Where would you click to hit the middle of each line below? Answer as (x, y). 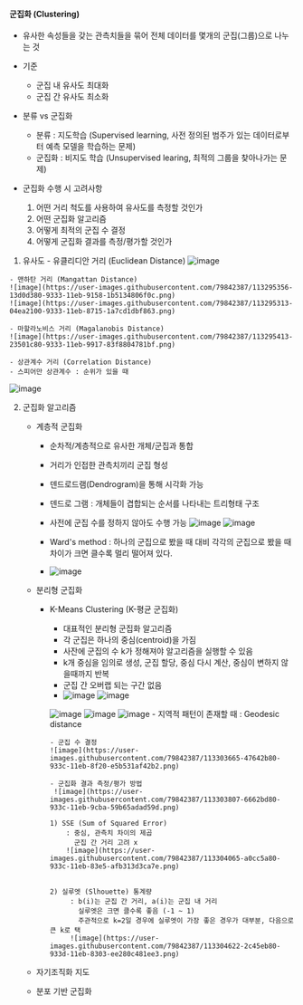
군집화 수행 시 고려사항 (62, 188)
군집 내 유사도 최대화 (72, 85)
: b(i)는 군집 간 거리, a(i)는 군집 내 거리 (144, 902)
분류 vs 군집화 (47, 116)
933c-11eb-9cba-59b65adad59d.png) (114, 808)
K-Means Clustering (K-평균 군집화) (114, 609)
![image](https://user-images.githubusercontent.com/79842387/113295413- (151, 337)
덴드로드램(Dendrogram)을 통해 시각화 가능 (127, 484)
